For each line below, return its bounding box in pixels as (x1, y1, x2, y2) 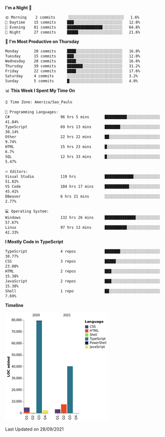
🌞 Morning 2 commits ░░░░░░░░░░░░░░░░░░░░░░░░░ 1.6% (5, 15, 140, 20)
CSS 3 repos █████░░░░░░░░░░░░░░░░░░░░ (5, 259, 161, 264)
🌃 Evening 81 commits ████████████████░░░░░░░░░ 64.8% (5, 25, 140, 30)
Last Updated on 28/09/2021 (5, 426, 64, 432)
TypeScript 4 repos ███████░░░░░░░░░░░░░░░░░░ (5, 249, 161, 254)
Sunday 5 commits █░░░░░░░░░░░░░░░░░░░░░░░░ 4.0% (5, 78, 138, 83)
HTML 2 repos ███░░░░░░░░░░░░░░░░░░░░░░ (5, 269, 161, 274)
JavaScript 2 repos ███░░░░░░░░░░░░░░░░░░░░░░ (5, 279, 161, 284)
